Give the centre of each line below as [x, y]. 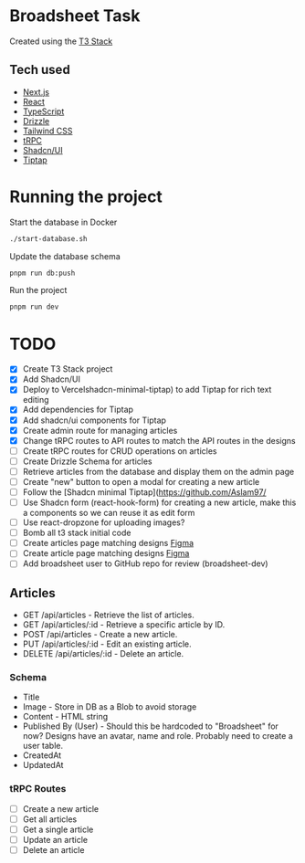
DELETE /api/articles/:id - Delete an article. [103, 654]
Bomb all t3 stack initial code [77, 533]
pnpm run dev [34, 307]
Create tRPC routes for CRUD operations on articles [120, 451]
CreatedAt [42, 755]
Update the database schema [65, 256]
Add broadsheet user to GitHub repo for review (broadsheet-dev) [145, 563]
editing [36, 400]
